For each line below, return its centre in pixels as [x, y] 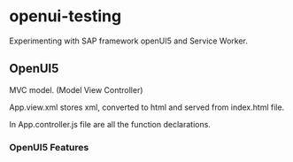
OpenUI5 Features [49, 147]
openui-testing [66, 16]
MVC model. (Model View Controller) [76, 89]
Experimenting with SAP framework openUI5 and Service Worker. [128, 41]
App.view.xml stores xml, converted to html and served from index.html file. [147, 107]
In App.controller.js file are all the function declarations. [110, 124]
